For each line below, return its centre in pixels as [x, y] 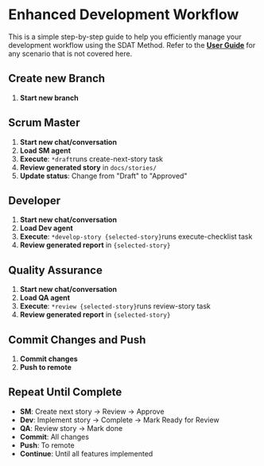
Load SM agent [45, 150]
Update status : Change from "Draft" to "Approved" [103, 176]
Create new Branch [57, 78]
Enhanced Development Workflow [124, 15]
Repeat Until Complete [65, 392]
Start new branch [49, 98]
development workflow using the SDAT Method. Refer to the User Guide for [132, 45]
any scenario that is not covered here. [70, 53]
